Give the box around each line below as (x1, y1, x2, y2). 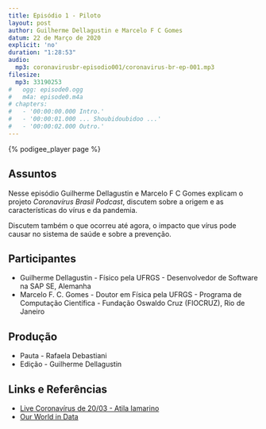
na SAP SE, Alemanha (19, 281, 91, 291)
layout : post (8, 19, 52, 27)
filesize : (8, 71, 41, 79)
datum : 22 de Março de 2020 (8, 33, 102, 42)
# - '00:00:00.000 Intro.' (8, 108, 105, 116)
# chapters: (8, 100, 48, 108)
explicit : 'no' (8, 41, 59, 49)
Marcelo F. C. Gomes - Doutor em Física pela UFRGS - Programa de (19, 290, 242, 300)
